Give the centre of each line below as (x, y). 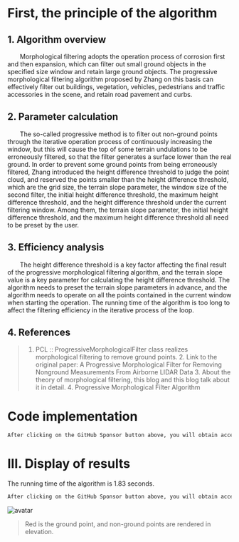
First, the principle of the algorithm (112, 13)
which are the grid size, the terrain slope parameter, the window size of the (117, 187)
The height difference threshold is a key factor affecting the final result (123, 265)
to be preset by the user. (43, 225)
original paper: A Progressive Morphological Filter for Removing (129, 364)
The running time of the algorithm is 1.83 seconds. (81, 484)
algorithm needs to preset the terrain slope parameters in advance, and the (117, 287)
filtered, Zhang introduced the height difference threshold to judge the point (118, 172)
